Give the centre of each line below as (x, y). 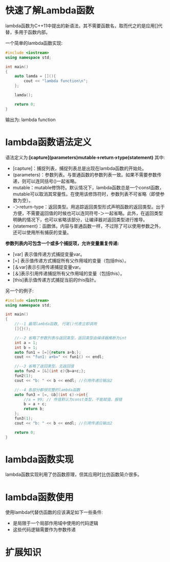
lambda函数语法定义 (48, 142)
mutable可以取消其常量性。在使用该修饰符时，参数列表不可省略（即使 (86, 194)
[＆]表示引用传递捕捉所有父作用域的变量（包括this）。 (69, 273)
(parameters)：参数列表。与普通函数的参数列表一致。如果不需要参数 (85, 174)
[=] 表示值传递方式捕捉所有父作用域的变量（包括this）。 (71, 260)
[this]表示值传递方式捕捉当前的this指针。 (56, 279)
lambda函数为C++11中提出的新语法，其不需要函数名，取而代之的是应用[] (82, 26)
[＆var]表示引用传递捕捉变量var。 (48, 267)
